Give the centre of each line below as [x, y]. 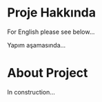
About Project [48, 73]
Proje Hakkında [52, 13]
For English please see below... [51, 32]
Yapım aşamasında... [37, 45]
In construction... [31, 92]
